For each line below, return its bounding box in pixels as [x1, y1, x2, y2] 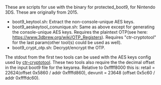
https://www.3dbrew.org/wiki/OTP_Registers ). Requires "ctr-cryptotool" [12, 34, 157, 40]
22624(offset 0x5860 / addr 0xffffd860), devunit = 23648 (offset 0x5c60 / [5, 70, 155, 75]
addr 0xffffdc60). [5, 75, 40, 81]
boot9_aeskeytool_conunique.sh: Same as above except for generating [12, 24, 155, 30]
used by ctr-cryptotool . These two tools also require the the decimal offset [5, 60, 155, 65]
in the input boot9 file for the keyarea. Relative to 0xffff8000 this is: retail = [5, 64, 155, 70]
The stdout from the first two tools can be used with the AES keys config [5, 54, 151, 60]
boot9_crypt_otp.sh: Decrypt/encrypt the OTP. [12, 45, 105, 50]
